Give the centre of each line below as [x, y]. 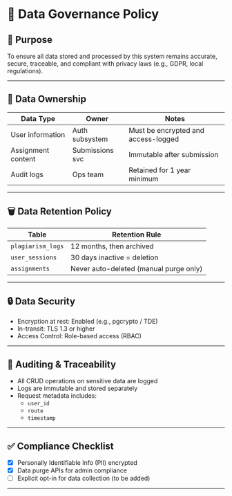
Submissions [93, 150]
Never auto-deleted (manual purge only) [136, 268]
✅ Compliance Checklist [60, 446]
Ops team [88, 174]
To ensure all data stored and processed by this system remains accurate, [112, 56]
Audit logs [27, 174]
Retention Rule [136, 235]
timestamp [42, 419]
